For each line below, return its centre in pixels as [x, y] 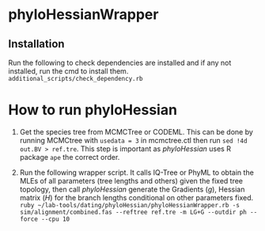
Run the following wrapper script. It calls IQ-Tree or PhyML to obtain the [137, 172]
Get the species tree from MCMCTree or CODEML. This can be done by [136, 131]
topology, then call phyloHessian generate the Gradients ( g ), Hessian [132, 189]
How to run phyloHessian [93, 110]
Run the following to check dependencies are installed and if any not [120, 62]
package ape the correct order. [70, 157]
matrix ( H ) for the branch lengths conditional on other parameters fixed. [136, 197]
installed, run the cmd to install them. [68, 71]
